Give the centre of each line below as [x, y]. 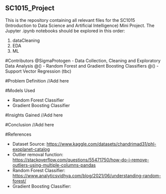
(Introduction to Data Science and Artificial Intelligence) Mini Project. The [80, 25]
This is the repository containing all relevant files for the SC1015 [70, 20]
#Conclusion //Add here [30, 124]
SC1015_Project [30, 8]
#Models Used [20, 90]
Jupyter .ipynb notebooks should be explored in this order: [65, 31]
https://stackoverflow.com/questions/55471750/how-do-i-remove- [81, 160]
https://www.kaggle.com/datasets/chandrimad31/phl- [101, 144]
